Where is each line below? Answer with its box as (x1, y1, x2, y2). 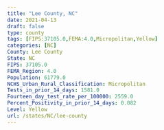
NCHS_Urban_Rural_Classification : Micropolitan (7, 80, 146, 87)
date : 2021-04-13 (7, 17, 57, 23)
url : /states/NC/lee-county (7, 112, 88, 119)
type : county (7, 29, 45, 36)
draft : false (7, 23, 45, 30)
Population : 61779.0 (7, 74, 67, 81)
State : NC (7, 55, 36, 62)
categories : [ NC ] (7, 42, 57, 49)
